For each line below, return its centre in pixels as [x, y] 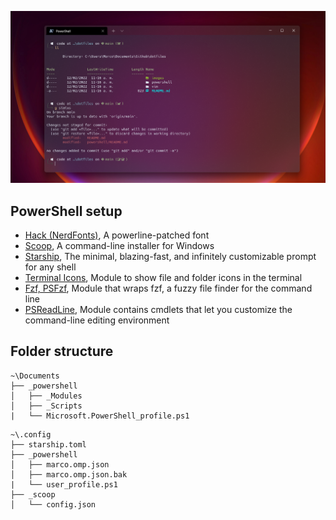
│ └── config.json [53, 504]
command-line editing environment [97, 320]
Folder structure [62, 351]
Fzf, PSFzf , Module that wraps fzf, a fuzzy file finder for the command [168, 288]
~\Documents [35, 376]
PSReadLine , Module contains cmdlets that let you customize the [158, 309]
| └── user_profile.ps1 [64, 484]
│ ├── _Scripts [46, 406]
